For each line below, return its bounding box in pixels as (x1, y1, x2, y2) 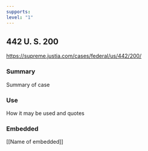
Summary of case (6, 81, 50, 88)
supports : (6, 8, 31, 15)
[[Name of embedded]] (6, 138, 64, 146)
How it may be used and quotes (6, 109, 85, 117)
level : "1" (6, 14, 34, 20)
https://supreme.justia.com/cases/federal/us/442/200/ (6, 52, 142, 60)
